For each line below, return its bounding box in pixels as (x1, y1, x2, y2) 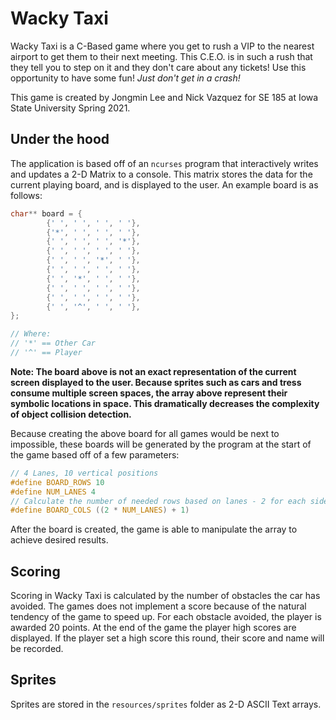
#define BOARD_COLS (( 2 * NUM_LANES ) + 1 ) (10, 505, 190, 516)
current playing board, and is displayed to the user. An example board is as (10, 178, 319, 191)
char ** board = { (10, 208, 83, 219)
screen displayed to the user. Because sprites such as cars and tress (10, 376, 302, 388)
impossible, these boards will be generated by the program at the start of (10, 438, 312, 450)
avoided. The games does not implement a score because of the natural (10, 600, 307, 612)
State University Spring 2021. (10, 102, 131, 114)
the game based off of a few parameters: (10, 448, 180, 461)
